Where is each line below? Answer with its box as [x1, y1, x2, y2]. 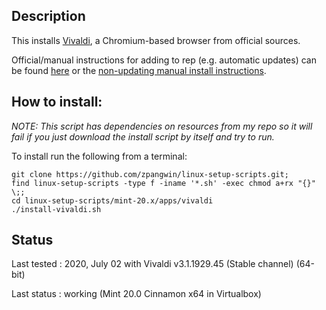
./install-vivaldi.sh [11, 204, 102, 214]
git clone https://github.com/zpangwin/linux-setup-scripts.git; [11, 169, 289, 179]
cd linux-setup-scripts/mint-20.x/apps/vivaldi [11, 195, 214, 206]
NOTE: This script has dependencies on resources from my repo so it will [11, 120, 313, 132]
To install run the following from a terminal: [11, 150, 188, 162]
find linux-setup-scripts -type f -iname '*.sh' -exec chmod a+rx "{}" [11, 178, 316, 188]
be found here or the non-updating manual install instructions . [11, 64, 267, 76]
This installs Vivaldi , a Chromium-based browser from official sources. [11, 34, 301, 46]
